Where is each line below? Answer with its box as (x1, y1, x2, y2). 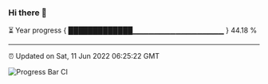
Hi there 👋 (8, 7, 48, 18)
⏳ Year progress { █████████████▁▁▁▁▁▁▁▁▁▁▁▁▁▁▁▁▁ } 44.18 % (8, 25, 258, 35)
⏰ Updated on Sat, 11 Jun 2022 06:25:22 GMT (8, 52, 160, 61)
